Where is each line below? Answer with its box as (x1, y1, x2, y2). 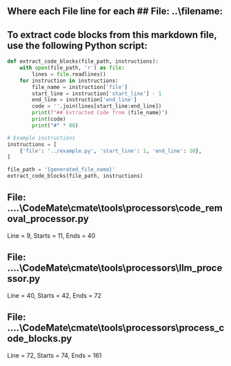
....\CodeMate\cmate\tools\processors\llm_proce (7, 262, 223, 274)
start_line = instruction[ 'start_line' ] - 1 (32, 90, 162, 97)
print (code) (32, 116, 67, 123)
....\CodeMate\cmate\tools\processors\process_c (7, 322, 225, 334)
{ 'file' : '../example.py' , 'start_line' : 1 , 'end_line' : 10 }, (19, 148, 202, 154)
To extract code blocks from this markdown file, (7, 29, 217, 41)
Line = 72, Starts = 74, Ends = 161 (7, 351, 102, 359)
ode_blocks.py (7, 333, 72, 345)
